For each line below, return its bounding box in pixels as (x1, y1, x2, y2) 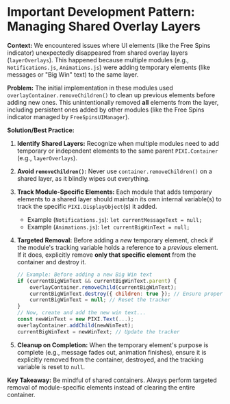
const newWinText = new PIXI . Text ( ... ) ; (16, 316, 134, 323)
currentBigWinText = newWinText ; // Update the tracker (16, 328, 180, 336)
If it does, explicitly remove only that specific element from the (16, 251, 196, 259)
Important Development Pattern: (7, 4, 195, 20)
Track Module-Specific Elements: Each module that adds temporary (16, 188, 212, 196)
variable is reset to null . (16, 362, 86, 370)
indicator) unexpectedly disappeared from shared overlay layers (7, 49, 188, 57)
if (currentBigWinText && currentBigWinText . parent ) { (16, 277, 177, 284)
